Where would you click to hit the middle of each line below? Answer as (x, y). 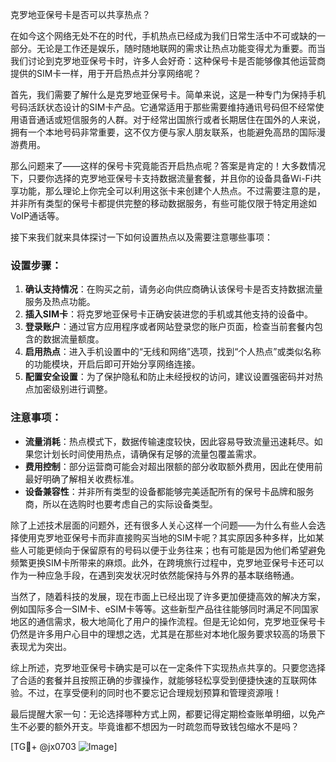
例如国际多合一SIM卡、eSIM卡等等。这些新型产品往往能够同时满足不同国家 (164, 609)
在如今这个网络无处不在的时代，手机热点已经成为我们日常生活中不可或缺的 (163, 36)
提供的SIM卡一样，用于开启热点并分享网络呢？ (106, 73)
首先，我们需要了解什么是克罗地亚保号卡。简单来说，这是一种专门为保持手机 (168, 94)
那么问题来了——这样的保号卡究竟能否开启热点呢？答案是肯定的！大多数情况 (168, 166)
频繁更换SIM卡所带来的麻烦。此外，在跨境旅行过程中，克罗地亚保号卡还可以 (167, 562)
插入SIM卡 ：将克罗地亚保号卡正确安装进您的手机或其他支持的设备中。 (168, 314)
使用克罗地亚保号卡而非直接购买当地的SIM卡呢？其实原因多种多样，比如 (167, 537)
